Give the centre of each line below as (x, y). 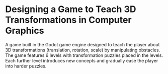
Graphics (25, 31)
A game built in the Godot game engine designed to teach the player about (82, 44)
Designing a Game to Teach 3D (71, 9)
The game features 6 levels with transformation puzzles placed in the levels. (84, 55)
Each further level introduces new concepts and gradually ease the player (82, 60)
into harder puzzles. (26, 66)
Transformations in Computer (68, 20)
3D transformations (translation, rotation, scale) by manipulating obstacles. (83, 50)
